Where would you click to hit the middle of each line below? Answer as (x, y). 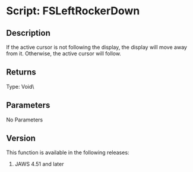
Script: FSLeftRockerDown (73, 11)
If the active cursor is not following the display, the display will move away (96, 47)
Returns (21, 72)
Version (21, 138)
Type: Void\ (20, 86)
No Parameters (25, 120)
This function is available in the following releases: (68, 152)
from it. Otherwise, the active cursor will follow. (64, 54)
